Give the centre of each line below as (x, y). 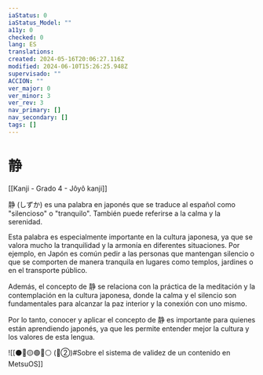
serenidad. (26, 221)
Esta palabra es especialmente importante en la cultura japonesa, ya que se (131, 237)
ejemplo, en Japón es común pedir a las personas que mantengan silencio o (131, 253)
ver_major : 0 (29, 88)
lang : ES (22, 45)
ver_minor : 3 (29, 96)
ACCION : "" (26, 81)
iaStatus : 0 (27, 15)
